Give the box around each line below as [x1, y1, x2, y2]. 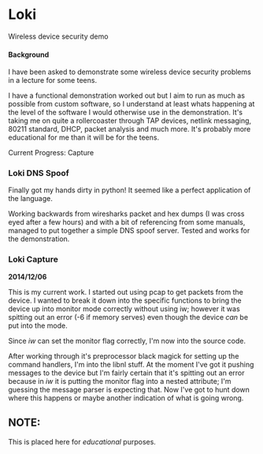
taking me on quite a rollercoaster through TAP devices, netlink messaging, [8, 116, 252, 125]
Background [8, 50, 50, 59]
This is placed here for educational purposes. [8, 437, 156, 446]
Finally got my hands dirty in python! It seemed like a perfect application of [8, 185, 251, 195]
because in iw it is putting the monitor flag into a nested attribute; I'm [8, 376, 232, 385]
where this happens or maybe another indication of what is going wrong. [8, 393, 244, 403]
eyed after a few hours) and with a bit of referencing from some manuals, [8, 218, 246, 227]
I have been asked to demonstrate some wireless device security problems [8, 67, 252, 76]
